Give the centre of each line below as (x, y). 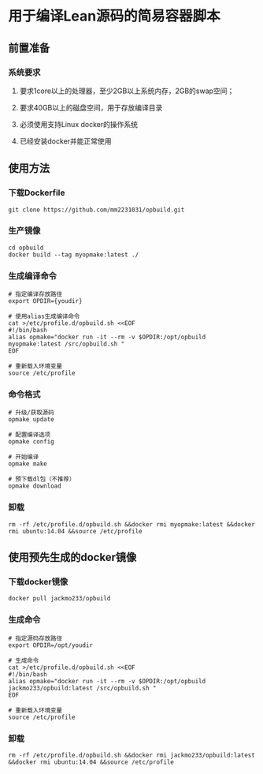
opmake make (28, 464)
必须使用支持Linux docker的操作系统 (78, 124)
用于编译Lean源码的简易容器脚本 (114, 16)
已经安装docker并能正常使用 (65, 141)
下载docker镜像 (38, 582)
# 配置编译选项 (30, 435)
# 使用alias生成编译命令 (44, 316)
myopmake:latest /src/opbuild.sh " (67, 344)
